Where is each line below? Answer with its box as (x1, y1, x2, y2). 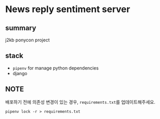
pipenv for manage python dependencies (12, 65, 99, 71)
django (12, 70, 27, 76)
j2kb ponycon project (5, 37, 50, 43)
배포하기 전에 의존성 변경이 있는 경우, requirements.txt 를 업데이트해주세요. (5, 99, 156, 105)
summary (5, 24, 37, 32)
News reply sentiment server (5, 4, 131, 15)
